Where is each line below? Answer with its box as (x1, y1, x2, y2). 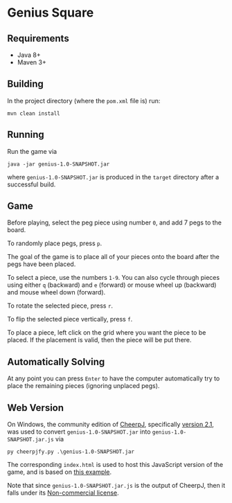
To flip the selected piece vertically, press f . (7, 315, 133, 324)
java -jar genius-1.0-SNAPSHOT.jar (7, 161, 110, 168)
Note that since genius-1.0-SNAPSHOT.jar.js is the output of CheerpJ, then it (7, 482, 226, 490)
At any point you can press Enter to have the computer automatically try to (7, 374, 220, 382)
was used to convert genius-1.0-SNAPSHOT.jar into (7, 427, 151, 436)
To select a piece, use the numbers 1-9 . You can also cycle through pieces (7, 274, 220, 282)
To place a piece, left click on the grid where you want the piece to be (7, 328, 206, 337)
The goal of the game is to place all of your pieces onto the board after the (7, 253, 220, 261)
